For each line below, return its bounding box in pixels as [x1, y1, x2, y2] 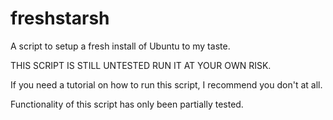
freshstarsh [10, 7, 110, 30]
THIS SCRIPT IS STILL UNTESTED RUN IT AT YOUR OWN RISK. [10, 59, 272, 71]
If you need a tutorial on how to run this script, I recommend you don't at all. [10, 78, 323, 91]
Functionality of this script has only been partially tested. [10, 98, 244, 110]
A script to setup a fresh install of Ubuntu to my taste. [10, 40, 231, 52]
